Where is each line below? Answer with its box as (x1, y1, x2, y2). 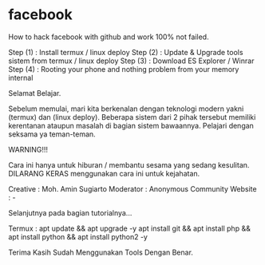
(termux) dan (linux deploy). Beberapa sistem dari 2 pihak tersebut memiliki (8, 112, 256, 121)
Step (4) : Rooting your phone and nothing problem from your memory (8, 64, 239, 73)
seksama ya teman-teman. (8, 129, 96, 139)
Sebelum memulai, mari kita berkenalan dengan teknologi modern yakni (8, 104, 244, 113)
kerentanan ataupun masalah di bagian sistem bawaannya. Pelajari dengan (8, 121, 254, 130)
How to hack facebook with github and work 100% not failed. (8, 32, 209, 42)
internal (8, 73, 34, 82)
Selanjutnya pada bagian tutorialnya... (8, 208, 132, 217)
